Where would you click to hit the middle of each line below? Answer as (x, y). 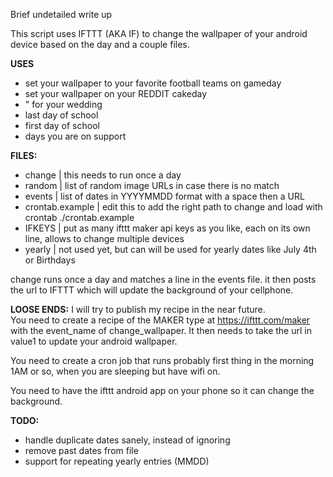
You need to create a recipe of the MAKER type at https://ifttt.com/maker (160, 320)
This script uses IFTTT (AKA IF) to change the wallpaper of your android (159, 33)
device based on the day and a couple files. (100, 44)
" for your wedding (63, 104)
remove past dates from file (81, 450)
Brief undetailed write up (61, 14)
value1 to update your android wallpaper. (94, 341)
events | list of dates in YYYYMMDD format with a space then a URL (164, 196)
